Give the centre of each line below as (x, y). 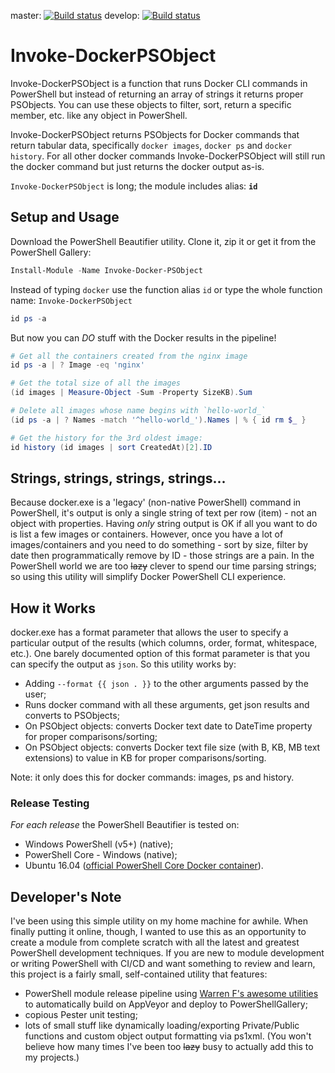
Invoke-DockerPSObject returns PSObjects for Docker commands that (155, 134)
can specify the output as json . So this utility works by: (123, 664)
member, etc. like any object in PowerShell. (99, 115)
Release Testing (50, 803)
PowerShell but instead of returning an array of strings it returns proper (157, 94)
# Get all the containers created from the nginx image (129, 356)
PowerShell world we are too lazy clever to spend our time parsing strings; (163, 566)
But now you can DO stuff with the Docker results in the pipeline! (143, 337)
